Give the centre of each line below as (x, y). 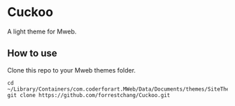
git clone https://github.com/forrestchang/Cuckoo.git (89, 95)
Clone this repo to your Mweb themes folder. (72, 70)
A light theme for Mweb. (42, 31)
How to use (32, 53)
